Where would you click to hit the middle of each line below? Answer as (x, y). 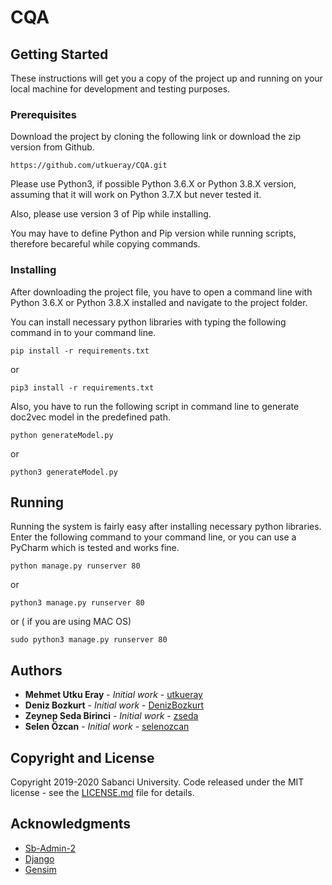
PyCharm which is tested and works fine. (95, 548)
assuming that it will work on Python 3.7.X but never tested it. (136, 195)
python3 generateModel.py (64, 472)
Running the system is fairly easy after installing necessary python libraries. (166, 527)
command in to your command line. (83, 332)
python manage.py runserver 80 (75, 566)
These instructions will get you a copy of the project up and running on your (166, 78)
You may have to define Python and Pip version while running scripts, (153, 233)
